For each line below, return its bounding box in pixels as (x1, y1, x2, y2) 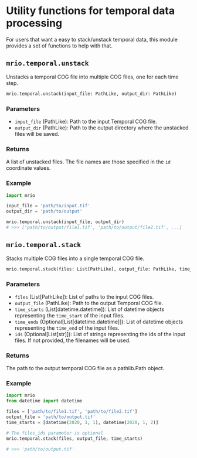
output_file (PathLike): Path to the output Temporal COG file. (14, 299, 164, 306)
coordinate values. (6, 165, 51, 172)
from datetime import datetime (6, 398, 83, 404)
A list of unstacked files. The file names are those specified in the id (6, 158, 171, 165)
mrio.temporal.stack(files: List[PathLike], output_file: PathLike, (6, 266, 177, 272)
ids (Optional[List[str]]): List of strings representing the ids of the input (14, 330, 186, 337)
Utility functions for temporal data (6, 4, 175, 18)
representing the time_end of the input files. (14, 324, 120, 331)
